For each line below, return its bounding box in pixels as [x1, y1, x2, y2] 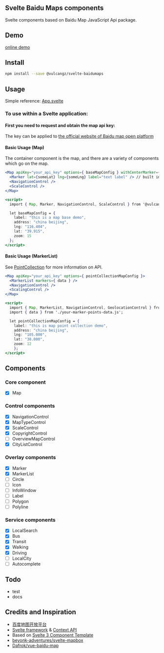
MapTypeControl [12, 419, 46, 425]
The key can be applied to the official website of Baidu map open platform [5, 133, 154, 139]
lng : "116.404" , [14, 224, 47, 230]
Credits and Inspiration [5, 608, 77, 616]
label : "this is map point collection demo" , [14, 323, 108, 328]
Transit [12, 539, 26, 545]
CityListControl [12, 442, 42, 447]
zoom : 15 [14, 233, 32, 238]
